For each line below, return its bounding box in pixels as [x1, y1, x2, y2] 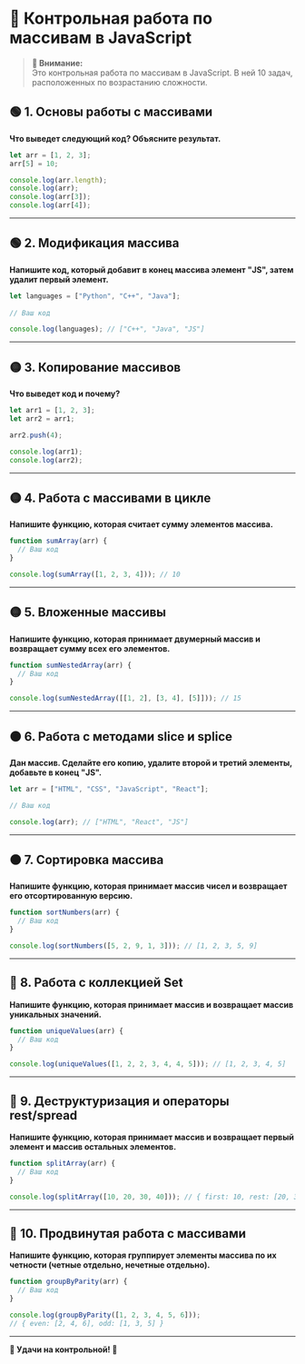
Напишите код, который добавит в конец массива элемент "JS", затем [9, 264, 294, 275]
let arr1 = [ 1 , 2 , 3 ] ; [9, 406, 95, 415]
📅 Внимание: [31, 57, 84, 68]
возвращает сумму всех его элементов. [9, 642, 171, 653]
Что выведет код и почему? [9, 388, 121, 399]
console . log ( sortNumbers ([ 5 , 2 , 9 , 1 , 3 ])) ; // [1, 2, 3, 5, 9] [9, 941, 258, 951]
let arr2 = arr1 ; [9, 414, 75, 423]
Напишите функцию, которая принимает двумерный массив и [9, 633, 261, 644]
